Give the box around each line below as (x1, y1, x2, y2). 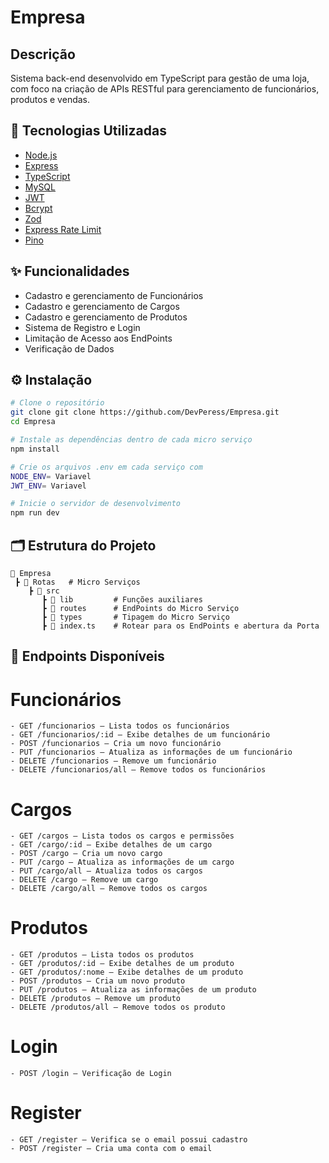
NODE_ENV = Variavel (10, 471, 92, 481)
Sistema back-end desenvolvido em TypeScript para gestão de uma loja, (10, 72, 310, 84)
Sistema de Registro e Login (24, 321, 141, 333)
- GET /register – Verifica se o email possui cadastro (10, 1135, 248, 1145)
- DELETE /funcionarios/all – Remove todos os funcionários (10, 765, 267, 775)
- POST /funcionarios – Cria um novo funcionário (10, 739, 222, 749)
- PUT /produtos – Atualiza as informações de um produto (10, 985, 257, 995)
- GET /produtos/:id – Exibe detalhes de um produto (10, 959, 235, 969)
